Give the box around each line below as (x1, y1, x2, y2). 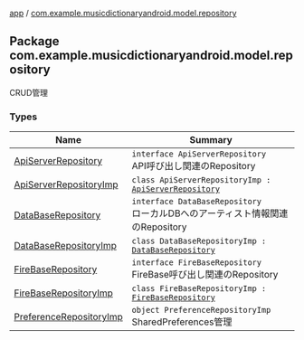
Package (9, 33, 61, 49)
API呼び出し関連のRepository (131, 160, 256, 173)
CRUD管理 (9, 87, 48, 98)
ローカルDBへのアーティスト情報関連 (131, 207, 289, 220)
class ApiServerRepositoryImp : (131, 175, 271, 185)
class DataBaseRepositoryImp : (131, 236, 267, 247)
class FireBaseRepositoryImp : (131, 284, 267, 294)
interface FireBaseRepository (131, 258, 262, 268)
